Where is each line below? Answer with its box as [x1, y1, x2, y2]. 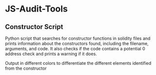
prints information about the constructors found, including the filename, [5, 41, 149, 46]
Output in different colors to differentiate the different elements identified [5, 60, 152, 66]
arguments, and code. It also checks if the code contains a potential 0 [5, 46, 145, 51]
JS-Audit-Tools [5, 3, 68, 15]
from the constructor [5, 65, 47, 71]
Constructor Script [5, 23, 63, 31]
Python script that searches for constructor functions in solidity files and [5, 35, 151, 41]
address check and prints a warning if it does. [5, 51, 97, 57]
